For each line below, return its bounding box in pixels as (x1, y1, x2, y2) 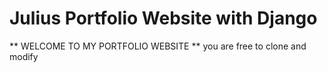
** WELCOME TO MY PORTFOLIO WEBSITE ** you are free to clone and (9, 40, 307, 52)
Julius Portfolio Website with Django (9, 7, 318, 30)
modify (9, 50, 39, 62)
